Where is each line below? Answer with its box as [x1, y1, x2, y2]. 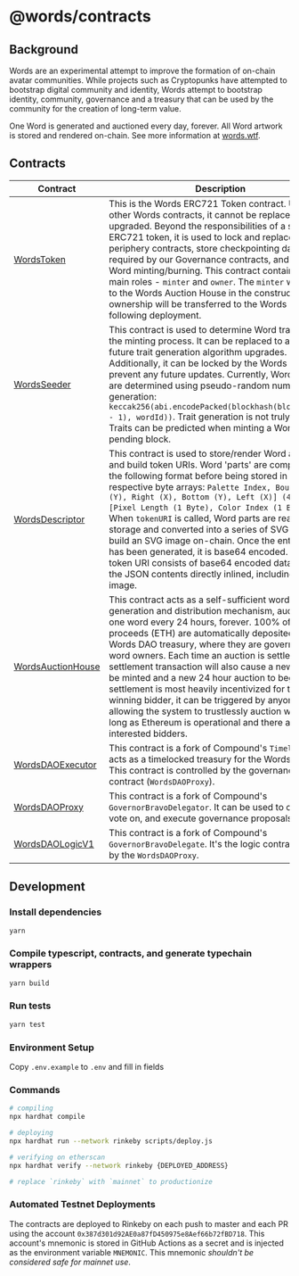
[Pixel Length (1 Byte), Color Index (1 [109, 502, 283, 512]
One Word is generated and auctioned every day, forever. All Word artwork [9, 120, 283, 131]
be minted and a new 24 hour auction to [109, 671, 276, 684]
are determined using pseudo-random [109, 379, 271, 392]
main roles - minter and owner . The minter [109, 275, 285, 287]
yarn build [9, 979, 50, 988]
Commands [9, 1083, 61, 1096]
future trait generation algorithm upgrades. [109, 345, 287, 358]
